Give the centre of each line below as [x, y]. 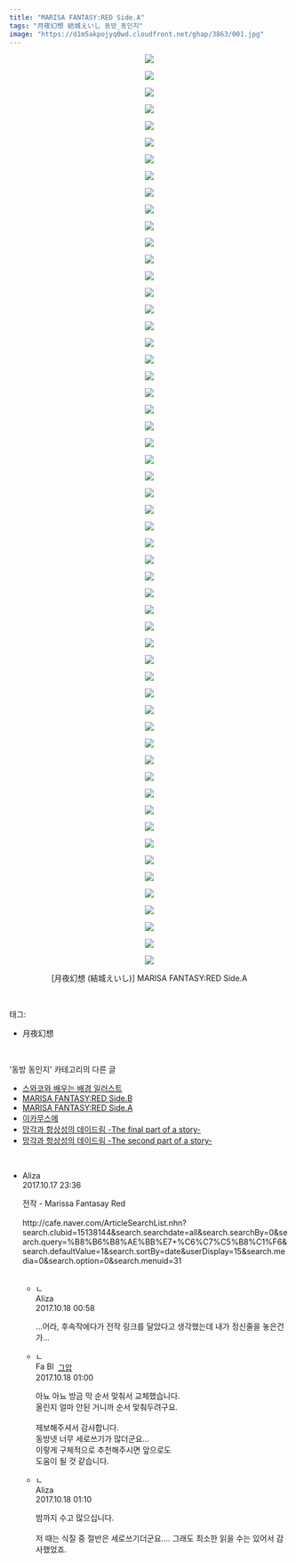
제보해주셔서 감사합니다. [77, 1428]
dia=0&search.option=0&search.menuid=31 [102, 1261]
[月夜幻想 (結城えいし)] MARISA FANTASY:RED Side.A [149, 978]
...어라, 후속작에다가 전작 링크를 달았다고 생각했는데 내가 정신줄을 [148, 1326]
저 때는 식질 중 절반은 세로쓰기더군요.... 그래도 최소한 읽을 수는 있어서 [155, 1539]
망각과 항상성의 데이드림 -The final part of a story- [112, 1130]
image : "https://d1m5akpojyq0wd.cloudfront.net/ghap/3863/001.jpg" [137, 34]
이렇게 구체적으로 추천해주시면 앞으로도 [103, 1450]
